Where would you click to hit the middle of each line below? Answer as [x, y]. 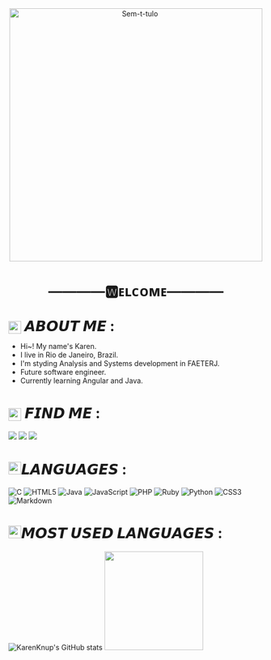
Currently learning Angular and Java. [81, 381]
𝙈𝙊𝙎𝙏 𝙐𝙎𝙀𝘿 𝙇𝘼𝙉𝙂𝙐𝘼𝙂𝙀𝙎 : [122, 533]
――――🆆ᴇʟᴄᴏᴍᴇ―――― [136, 292]
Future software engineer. [63, 373]
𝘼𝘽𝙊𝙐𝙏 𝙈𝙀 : [69, 326]
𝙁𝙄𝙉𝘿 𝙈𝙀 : [62, 413]
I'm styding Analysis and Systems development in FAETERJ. [120, 364]
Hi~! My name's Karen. [58, 347]
